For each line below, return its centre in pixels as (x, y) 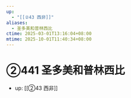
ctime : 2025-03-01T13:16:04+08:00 (49, 34)
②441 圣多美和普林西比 (65, 70)
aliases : (17, 23)
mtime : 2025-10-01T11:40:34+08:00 (49, 39)
